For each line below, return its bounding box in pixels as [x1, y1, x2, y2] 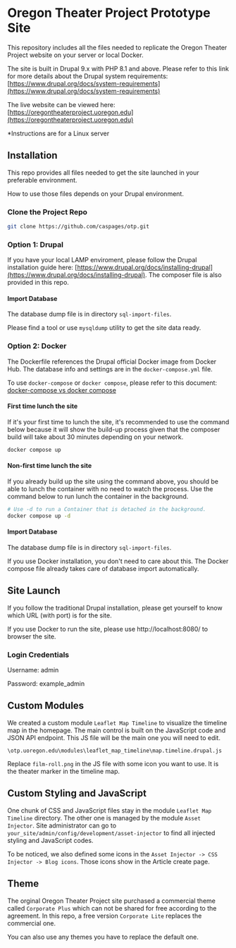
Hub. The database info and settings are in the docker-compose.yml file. [7, 364, 213, 373]
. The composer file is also [144, 271, 222, 279]
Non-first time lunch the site [7, 462, 92, 470]
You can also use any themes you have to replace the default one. [7, 932, 199, 941]
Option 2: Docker [7, 341, 67, 351]
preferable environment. [7, 176, 77, 184]
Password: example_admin [7, 679, 85, 688]
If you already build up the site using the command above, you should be [7, 477, 219, 486]
